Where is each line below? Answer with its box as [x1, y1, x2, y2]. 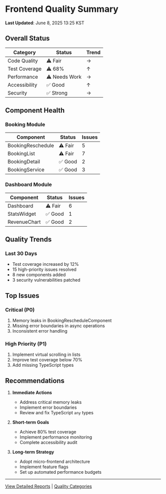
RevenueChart [7, 218, 41, 225]
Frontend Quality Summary [5, 3, 119, 15]
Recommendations [5, 376, 65, 385]
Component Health [5, 106, 65, 115]
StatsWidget [7, 210, 36, 217]
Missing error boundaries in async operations [12, 323, 105, 329]
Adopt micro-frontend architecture [19, 459, 90, 465]
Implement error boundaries [19, 404, 77, 410]
